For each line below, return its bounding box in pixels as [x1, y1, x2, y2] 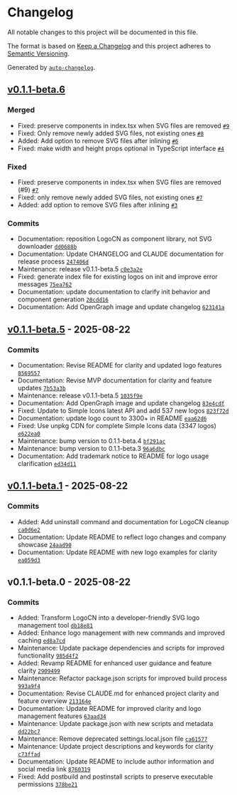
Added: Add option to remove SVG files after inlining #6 [17, 136, 179, 145]
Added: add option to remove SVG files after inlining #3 [17, 200, 178, 209]
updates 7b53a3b [17, 383, 66, 392]
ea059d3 [17, 556, 40, 563]
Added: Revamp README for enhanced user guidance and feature [17, 659, 212, 667]
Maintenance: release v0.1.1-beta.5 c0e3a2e [17, 265, 143, 274]
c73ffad [17, 751, 40, 759]
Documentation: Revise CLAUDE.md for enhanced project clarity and [17, 689, 219, 698]
